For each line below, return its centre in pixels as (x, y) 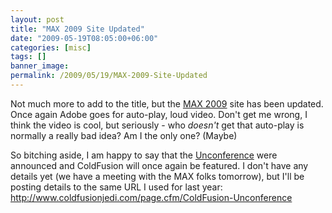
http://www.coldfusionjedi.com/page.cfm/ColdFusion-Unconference (151, 197)
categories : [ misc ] (51, 47)
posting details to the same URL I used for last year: (116, 187)
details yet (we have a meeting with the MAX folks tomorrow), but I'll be (157, 176)
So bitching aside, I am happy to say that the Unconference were (144, 155)
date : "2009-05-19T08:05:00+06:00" (84, 38)
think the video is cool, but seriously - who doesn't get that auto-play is (157, 125)
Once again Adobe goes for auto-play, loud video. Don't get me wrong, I (159, 114)
